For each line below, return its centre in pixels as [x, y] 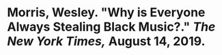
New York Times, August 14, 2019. [106, 41]
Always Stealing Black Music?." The [111, 27]
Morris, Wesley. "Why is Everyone [106, 13]
